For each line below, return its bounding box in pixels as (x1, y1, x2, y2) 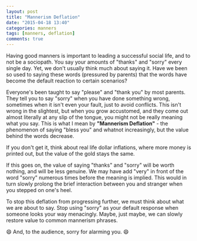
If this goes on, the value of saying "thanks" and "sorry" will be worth (6, 161, 175, 169)
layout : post (6, 8, 38, 15)
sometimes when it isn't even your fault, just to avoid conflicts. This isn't (6, 101, 182, 108)
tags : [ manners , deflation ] (6, 31, 75, 37)
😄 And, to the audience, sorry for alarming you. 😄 (6, 228, 129, 235)
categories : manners (6, 25, 57, 31)
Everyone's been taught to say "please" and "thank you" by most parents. (6, 89, 186, 95)
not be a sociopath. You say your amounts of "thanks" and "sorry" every (6, 58, 182, 65)
